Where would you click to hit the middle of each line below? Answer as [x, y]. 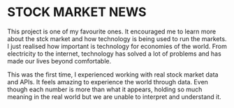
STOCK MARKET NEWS [77, 12]
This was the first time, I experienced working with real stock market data [113, 75]
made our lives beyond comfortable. [59, 61]
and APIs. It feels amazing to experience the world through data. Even [108, 82]
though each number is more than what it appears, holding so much [105, 89]
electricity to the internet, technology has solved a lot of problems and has [114, 54]
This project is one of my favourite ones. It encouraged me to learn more [112, 31]
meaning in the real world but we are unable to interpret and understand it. [114, 97]
